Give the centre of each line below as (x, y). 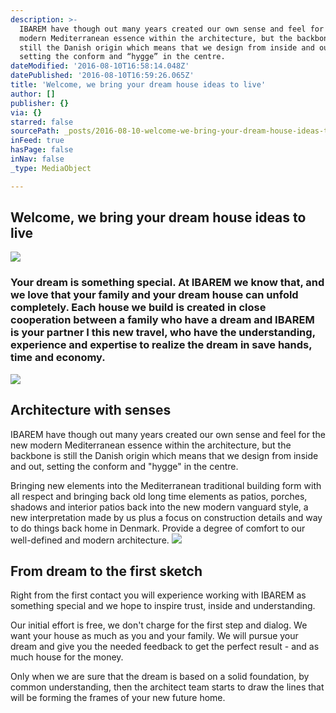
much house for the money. (67, 657)
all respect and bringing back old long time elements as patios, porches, (159, 496)
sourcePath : (35, 131)
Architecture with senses (91, 410)
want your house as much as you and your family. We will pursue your (154, 636)
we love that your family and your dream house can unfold (154, 295)
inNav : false (37, 159)
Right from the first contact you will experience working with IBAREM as (158, 595)
